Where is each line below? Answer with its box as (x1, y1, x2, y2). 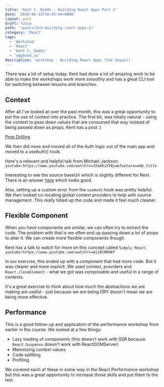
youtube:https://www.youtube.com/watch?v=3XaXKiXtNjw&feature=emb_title (5, 163, 157, 169)
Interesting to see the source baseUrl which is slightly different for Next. (5, 172, 151, 178)
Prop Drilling (5, 134, 30, 140)
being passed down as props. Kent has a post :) (5, 124, 102, 130)
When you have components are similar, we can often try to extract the (5, 224, 149, 230)
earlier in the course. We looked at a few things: (5, 327, 102, 332)
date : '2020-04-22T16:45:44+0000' (5, 12, 76, 17)
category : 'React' (5, 30, 43, 35)
